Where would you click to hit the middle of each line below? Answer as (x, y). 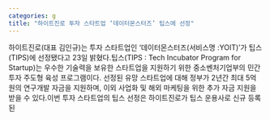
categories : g (32, 16)
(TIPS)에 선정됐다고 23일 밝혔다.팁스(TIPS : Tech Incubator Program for (125, 57)
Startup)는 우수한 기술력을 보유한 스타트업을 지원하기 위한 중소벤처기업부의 (127, 67)
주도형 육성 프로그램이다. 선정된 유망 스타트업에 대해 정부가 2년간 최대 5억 (140, 77)
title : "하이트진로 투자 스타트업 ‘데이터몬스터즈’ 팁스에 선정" (101, 23)
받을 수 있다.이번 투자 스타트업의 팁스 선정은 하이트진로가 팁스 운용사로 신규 (127, 97)
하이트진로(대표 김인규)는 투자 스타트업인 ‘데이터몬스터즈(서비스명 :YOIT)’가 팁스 (135, 47)
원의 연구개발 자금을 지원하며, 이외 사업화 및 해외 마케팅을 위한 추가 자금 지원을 (133, 87)
